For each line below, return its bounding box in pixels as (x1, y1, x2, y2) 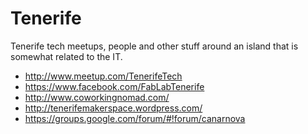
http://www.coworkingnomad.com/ (24, 91, 170, 103)
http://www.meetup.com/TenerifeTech (24, 70, 183, 82)
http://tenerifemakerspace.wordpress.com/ (24, 102, 203, 114)
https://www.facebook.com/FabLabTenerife (24, 80, 205, 92)
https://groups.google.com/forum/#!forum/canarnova (24, 112, 246, 124)
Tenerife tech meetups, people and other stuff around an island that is (10, 40, 299, 52)
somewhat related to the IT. (10, 50, 123, 62)
